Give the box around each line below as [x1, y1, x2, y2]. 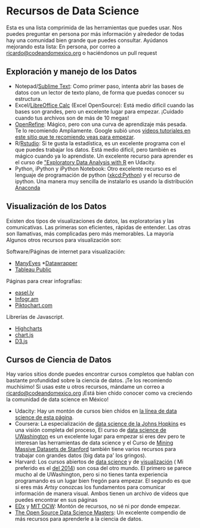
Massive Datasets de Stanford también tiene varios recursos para [14, 446, 176, 453]
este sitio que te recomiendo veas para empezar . [14, 133, 136, 140]
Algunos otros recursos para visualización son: [6, 236, 122, 243]
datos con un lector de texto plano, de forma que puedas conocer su [14, 88, 184, 96]
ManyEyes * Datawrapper [14, 259, 78, 266]
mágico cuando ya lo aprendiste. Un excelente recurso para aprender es [14, 152, 193, 159]
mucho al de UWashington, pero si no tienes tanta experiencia [14, 471, 168, 478]
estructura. [14, 95, 42, 102]
